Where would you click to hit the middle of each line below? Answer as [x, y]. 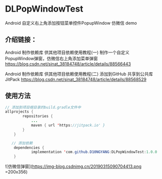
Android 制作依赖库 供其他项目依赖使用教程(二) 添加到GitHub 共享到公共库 [79, 74]
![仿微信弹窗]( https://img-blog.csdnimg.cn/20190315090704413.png [73, 166]
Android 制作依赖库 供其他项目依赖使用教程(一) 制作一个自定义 [67, 52]
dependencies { [29, 147]
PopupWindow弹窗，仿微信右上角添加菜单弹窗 [51, 58]
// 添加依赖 [22, 143]
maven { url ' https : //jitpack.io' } [68, 125]
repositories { [38, 116]
